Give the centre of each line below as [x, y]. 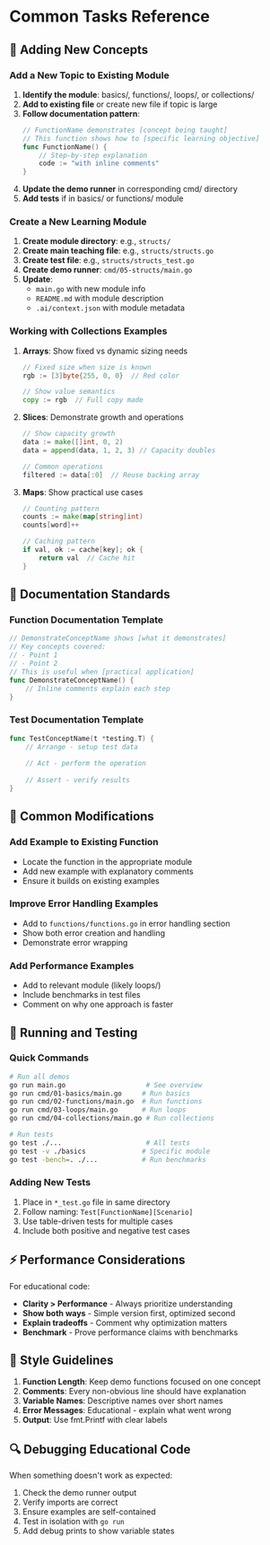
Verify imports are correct [70, 1502]
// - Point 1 [34, 655]
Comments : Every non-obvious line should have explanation [134, 1392]
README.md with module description [100, 299]
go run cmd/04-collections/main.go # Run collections [112, 1119]
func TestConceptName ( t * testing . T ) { [82, 738]
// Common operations [62, 467]
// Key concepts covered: [57, 647]
